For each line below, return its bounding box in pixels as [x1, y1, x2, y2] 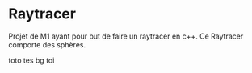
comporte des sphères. [8, 39, 86, 49]
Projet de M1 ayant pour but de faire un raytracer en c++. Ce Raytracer [8, 31, 244, 41]
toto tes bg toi [8, 55, 55, 65]
